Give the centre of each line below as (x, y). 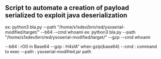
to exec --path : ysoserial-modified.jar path (48, 51)
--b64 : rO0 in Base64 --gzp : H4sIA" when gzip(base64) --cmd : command (81, 46)
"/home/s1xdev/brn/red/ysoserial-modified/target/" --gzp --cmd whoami (78, 37)
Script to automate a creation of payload (67, 8)
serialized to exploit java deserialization (66, 16)
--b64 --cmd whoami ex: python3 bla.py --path (88, 32)
